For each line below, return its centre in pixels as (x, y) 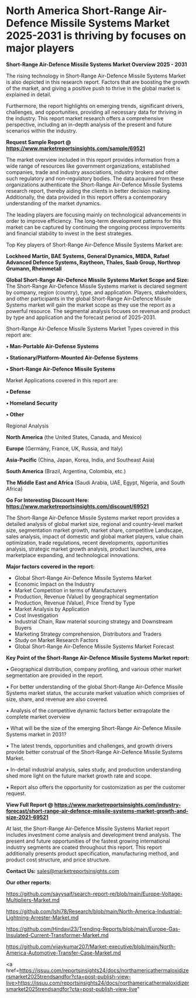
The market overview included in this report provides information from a (93, 159)
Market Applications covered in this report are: (62, 380)
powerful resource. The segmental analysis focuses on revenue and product (98, 311)
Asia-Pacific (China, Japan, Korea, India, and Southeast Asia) (80, 460)
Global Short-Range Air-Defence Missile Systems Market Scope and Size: (97, 280)
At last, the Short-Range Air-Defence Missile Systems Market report (88, 829)
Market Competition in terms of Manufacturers (71, 590)
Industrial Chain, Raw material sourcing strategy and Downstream (93, 621)
